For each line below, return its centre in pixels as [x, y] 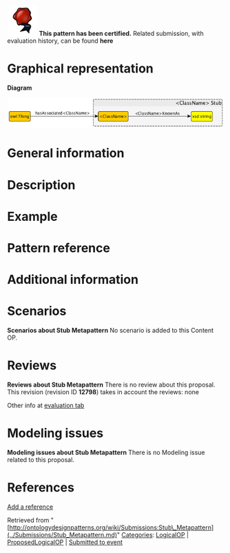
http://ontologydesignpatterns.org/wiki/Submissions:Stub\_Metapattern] [112, 527]
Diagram [20, 88]
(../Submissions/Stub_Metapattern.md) [62, 534]
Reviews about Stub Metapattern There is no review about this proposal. [111, 385]
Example [32, 216]
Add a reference [30, 507]
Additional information [73, 280]
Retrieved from [28, 520]
